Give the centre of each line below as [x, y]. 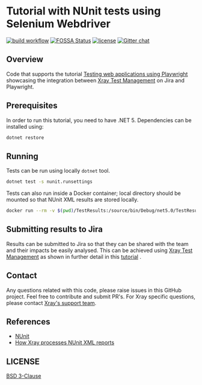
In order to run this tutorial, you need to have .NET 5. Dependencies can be [99, 120]
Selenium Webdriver [59, 24]
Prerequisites [32, 106]
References [28, 322]
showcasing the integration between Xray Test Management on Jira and [96, 80]
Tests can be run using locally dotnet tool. [58, 171]
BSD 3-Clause [24, 376]
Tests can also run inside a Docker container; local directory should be [94, 193]
